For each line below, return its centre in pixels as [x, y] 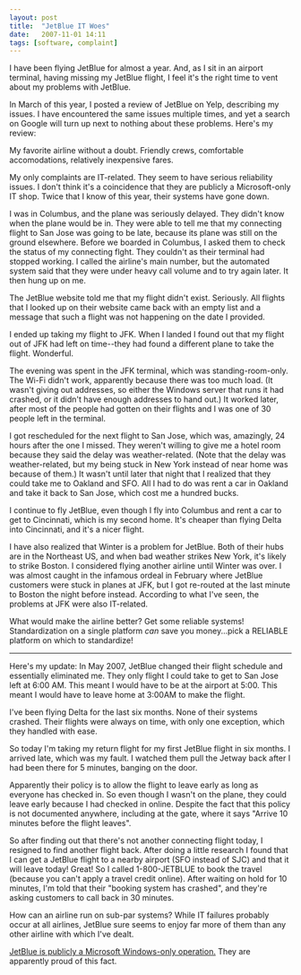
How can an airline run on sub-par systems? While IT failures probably [139, 915]
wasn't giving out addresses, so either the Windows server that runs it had [146, 390]
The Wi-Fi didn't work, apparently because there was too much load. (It [141, 380]
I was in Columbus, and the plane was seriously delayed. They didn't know [147, 214]
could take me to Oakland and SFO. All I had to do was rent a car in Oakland [149, 483]
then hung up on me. [48, 281]
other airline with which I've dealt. [72, 935]
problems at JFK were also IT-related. [79, 604]
